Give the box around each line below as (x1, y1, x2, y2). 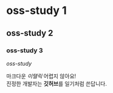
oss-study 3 (6, 46, 44, 55)
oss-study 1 (6, 4, 67, 18)
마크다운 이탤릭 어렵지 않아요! (6, 72, 77, 80)
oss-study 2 (6, 28, 53, 38)
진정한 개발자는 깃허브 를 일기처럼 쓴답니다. (6, 80, 108, 87)
